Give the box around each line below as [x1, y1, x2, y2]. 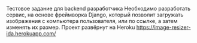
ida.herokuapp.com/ [6, 30, 56, 37]
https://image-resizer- [136, 24, 191, 31]
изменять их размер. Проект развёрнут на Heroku [6, 24, 135, 31]
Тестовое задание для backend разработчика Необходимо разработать [6, 5, 190, 12]
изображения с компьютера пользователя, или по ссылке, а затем [6, 18, 178, 24]
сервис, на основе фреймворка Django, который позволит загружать [6, 11, 184, 18]
